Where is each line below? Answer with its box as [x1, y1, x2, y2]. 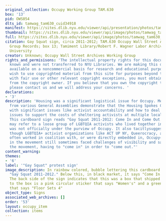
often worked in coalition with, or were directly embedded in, [9, 135, 145, 140]
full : [5, 35, 16, 40]
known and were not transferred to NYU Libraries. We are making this [9, 62, 158, 67]
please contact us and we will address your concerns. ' [9, 85, 129, 90]
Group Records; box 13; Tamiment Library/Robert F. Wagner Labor [9, 44, 147, 49]
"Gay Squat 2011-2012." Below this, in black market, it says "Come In [9, 172, 161, 177]
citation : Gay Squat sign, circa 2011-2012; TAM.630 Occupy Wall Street [5, 39, 158, 44]
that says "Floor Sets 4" [9, 186, 63, 190]
